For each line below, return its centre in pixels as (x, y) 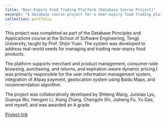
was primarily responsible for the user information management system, (79, 74)
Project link (17, 115)
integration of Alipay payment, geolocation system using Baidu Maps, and (80, 79)
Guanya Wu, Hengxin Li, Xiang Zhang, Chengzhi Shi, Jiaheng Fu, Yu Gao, (80, 100)
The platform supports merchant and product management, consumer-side (82, 64)
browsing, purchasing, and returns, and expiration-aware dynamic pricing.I (81, 69)
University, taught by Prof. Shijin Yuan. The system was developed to (75, 44)
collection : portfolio (28, 19)
